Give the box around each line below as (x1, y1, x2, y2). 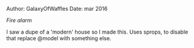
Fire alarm (6, 17, 32, 23)
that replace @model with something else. (6, 35, 112, 41)
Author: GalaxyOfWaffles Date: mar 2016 (6, 5, 108, 12)
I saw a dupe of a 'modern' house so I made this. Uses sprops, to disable (6, 28, 189, 35)
